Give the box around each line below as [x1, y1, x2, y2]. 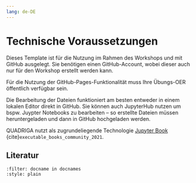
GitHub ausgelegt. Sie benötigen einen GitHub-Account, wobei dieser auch [6, 60, 191, 67]
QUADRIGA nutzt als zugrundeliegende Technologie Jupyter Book [6, 126, 168, 134]
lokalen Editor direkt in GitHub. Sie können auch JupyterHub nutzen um [6, 103, 182, 110]
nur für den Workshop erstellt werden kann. [6, 67, 113, 74]
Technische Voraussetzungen [6, 34, 158, 48]
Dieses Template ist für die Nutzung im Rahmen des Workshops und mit [6, 54, 183, 61]
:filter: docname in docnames [6, 166, 82, 172]
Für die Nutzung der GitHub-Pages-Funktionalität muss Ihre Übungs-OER [6, 78, 186, 85]
